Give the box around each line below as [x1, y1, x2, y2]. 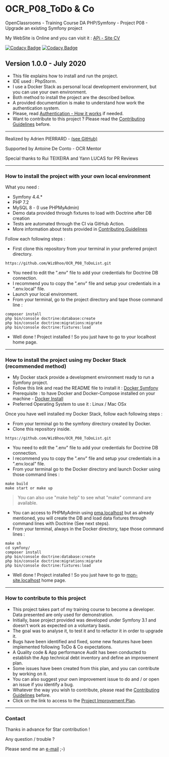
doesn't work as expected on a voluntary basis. [12, 622, 111, 628]
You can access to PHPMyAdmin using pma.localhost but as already [12, 510, 154, 516]
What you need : [5, 184, 39, 190]
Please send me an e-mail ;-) [5, 746, 65, 752]
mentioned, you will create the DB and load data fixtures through [12, 515, 147, 521]
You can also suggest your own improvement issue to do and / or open [12, 676, 159, 682]
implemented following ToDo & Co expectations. [12, 644, 113, 650]
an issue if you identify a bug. [12, 681, 74, 687]
